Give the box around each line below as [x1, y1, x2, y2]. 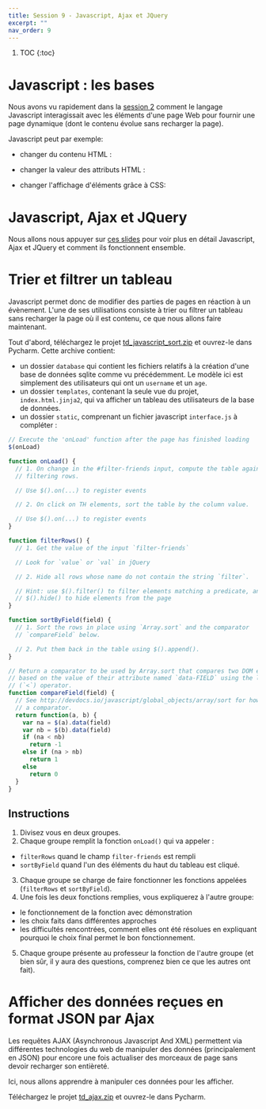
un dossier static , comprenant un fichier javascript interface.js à [19, 412, 237, 421]
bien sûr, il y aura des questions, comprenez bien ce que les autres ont [19, 957, 251, 966]
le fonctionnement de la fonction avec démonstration [19, 908, 192, 917]
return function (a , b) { [15, 711, 97, 719]
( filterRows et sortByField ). [19, 884, 112, 893]
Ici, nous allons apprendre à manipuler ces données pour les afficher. [8, 1076, 234, 1087]
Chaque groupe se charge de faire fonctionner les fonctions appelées [19, 876, 247, 885]
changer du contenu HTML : [19, 150, 112, 159]
